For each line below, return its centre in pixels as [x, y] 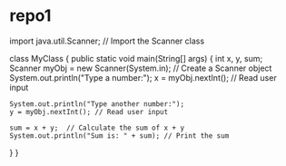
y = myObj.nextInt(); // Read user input [89, 112]
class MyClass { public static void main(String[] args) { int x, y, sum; [136, 58]
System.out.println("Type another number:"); [97, 104]
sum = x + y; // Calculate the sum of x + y [97, 128]
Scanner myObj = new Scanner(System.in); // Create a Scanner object [141, 68]
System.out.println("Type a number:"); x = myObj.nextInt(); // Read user [143, 77]
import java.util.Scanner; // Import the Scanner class [107, 41]
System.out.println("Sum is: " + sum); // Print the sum [119, 136]
